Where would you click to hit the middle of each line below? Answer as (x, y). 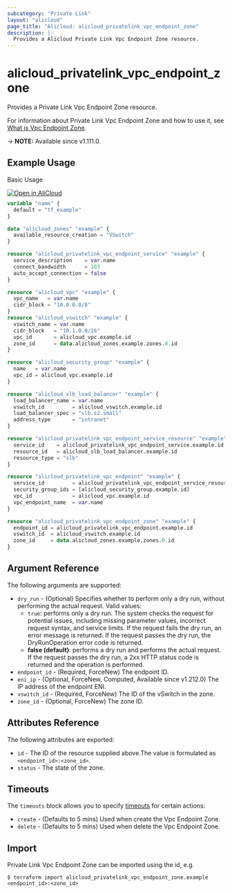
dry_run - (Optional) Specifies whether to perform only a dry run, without (121, 599)
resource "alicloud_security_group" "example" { (78, 362)
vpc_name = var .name (46, 299)
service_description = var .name (65, 260)
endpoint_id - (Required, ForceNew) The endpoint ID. (93, 672)
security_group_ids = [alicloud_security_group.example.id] (101, 490)
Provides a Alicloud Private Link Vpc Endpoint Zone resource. (106, 39)
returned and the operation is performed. (86, 664)
